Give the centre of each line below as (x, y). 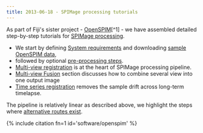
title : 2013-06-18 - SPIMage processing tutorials (72, 12)
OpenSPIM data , (36, 54)
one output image (37, 80)
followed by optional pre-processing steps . (69, 60)
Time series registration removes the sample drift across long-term (100, 87)
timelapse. (28, 93)
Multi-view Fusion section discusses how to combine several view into (104, 73)
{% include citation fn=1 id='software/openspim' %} (72, 123)
